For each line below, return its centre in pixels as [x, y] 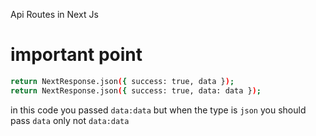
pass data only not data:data [70, 120]
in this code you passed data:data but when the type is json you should [158, 110]
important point [76, 55]
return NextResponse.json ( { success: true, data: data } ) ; [136, 90]
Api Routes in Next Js [54, 14]
